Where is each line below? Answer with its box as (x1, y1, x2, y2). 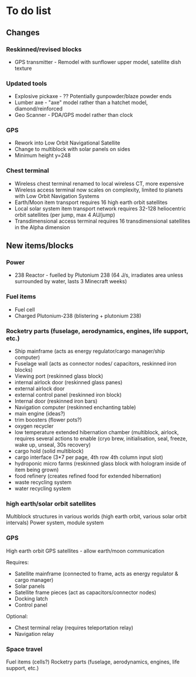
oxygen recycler (14, 423, 54, 430)
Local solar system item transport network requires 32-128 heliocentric (14, 205, 186, 212)
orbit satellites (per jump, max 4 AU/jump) (14, 211, 115, 218)
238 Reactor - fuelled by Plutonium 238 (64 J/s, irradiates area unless (14, 272, 183, 279)
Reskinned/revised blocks (6, 45, 82, 53)
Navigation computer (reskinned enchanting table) (14, 404, 136, 411)
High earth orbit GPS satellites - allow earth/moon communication (6, 547, 165, 554)
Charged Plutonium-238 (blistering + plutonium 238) (14, 312, 142, 319)
